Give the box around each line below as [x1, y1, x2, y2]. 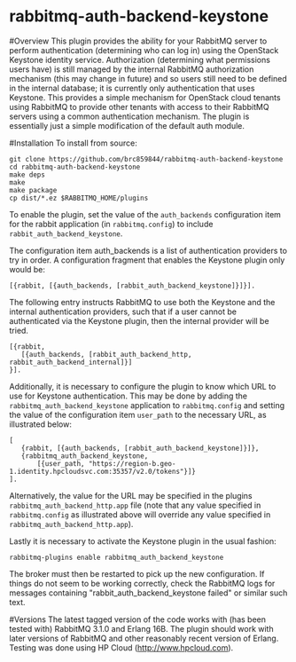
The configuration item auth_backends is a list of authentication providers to [9, 245, 288, 256]
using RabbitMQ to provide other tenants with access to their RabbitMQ [9, 101, 269, 112]
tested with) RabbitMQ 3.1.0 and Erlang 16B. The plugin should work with [9, 623, 274, 634]
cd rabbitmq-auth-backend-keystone [9, 162, 141, 171]
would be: [9, 264, 46, 274]
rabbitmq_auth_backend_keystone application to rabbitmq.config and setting [9, 399, 285, 410]
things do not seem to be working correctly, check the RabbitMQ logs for [9, 578, 276, 588]
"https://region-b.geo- [88, 459, 176, 468]
